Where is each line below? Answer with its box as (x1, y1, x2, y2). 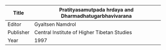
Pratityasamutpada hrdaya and (59, 6, 134, 13)
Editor (7, 21, 21, 28)
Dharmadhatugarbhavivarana (61, 12, 132, 19)
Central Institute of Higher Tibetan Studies (34, 29, 132, 36)
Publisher (7, 29, 30, 36)
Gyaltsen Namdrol (34, 21, 77, 28)
